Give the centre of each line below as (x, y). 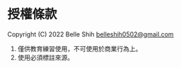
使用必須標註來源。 (46, 57)
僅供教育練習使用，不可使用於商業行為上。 (80, 48)
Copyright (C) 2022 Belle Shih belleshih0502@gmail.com (91, 34)
